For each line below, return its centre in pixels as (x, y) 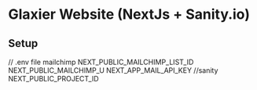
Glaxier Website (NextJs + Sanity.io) (129, 14)
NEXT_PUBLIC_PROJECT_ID (54, 79)
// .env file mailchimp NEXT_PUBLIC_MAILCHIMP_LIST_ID (101, 62)
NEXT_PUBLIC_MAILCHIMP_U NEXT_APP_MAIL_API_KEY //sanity (113, 70)
